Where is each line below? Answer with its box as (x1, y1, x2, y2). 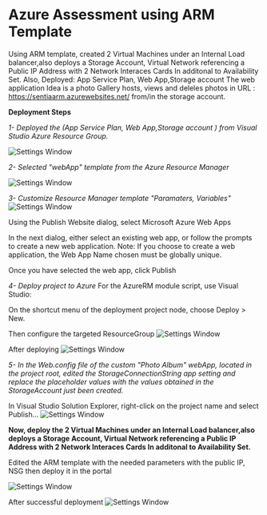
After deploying (8, 344, 60, 354)
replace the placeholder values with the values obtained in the (8, 376, 214, 386)
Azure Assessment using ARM (8, 6, 215, 24)
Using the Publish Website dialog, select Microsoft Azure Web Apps (8, 217, 232, 227)
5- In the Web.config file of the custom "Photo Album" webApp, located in (8, 360, 253, 369)
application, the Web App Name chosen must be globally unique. (8, 250, 222, 260)
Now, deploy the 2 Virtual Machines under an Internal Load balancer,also (8, 424, 256, 434)
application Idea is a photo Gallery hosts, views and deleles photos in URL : (8, 82, 256, 93)
